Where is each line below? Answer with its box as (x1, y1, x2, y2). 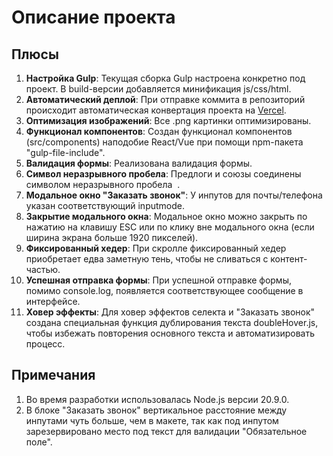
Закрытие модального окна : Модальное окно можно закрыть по (25, 211, 308, 222)
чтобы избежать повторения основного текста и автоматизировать (25, 327, 315, 339)
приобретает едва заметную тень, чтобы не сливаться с (25, 253, 269, 265)
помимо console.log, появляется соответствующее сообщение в (25, 285, 304, 296)
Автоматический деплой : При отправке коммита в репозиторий (25, 94, 306, 105)
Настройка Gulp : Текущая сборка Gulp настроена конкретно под (25, 72, 306, 84)
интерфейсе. (25, 296, 81, 307)
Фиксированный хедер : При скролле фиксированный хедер (25, 242, 287, 254)
